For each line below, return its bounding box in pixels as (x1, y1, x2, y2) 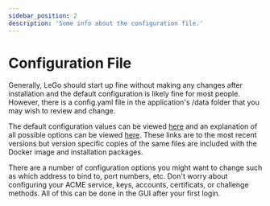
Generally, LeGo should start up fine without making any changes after (8, 80, 243, 90)
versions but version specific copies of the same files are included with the (8, 138, 258, 149)
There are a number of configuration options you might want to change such (8, 163, 263, 173)
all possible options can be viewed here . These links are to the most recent (8, 130, 257, 140)
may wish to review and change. (8, 106, 116, 116)
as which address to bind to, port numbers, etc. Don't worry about (8, 171, 228, 181)
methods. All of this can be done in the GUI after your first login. (8, 188, 221, 198)
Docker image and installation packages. (8, 147, 143, 157)
